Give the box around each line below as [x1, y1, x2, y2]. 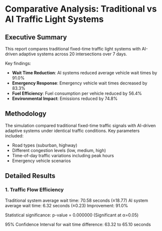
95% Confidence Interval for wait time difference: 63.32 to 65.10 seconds [5, 221, 151, 227]
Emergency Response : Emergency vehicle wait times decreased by [12, 80, 147, 86]
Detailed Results [5, 172, 56, 180]
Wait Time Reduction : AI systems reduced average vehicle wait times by [12, 70, 157, 76]
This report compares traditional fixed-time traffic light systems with [5, 46, 141, 51]
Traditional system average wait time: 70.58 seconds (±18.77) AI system [5, 198, 148, 203]
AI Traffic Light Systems [5, 14, 104, 25]
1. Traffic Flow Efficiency [5, 186, 64, 193]
